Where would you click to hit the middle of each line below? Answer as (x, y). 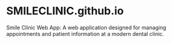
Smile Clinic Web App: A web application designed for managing (86, 27)
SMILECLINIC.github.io (65, 11)
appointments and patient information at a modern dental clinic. (85, 33)
